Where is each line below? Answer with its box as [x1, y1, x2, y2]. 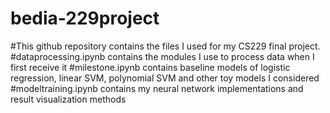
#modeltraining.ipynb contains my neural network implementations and [10, 82, 304, 94]
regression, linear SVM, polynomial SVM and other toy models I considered [10, 72, 320, 84]
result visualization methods [10, 93, 127, 105]
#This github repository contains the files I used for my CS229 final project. [10, 40, 321, 52]
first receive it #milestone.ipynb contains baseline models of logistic [10, 61, 291, 73]
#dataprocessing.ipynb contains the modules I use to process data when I [10, 50, 315, 62]
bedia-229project [10, 7, 160, 30]
